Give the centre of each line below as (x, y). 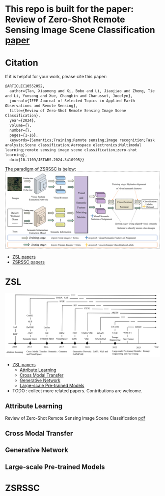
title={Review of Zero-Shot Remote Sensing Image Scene (68, 111)
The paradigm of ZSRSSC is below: (41, 169)
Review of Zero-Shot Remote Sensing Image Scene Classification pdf (75, 418)
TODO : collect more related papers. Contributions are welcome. (77, 391)
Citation (22, 63)
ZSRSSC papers (28, 262)
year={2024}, (23, 121)
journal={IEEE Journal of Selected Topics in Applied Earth (72, 101)
